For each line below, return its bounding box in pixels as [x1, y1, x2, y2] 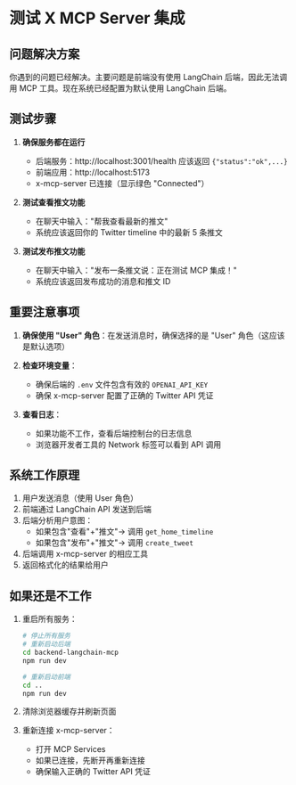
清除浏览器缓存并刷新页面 [21, 706, 117, 717]
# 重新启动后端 [21, 640, 71, 649]
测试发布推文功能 [21, 246, 86, 257]
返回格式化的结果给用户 [21, 560, 109, 570]
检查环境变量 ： [21, 360, 78, 371]
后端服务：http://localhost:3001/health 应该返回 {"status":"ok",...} [35, 155, 288, 166]
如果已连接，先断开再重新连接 [35, 755, 145, 766]
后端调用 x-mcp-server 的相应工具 [21, 549, 149, 560]
